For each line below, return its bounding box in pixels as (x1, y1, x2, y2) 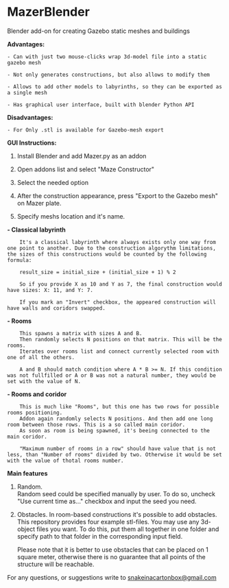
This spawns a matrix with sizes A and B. (19, 330, 143, 336)
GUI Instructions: (7, 138, 57, 147)
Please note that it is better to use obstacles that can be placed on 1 (16, 546, 209, 554)
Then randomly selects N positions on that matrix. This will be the (19, 336, 223, 343)
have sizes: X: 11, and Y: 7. (7, 286, 94, 293)
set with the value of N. (7, 378, 81, 384)
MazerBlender (7, 4, 91, 20)
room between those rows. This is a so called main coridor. (7, 421, 186, 428)
